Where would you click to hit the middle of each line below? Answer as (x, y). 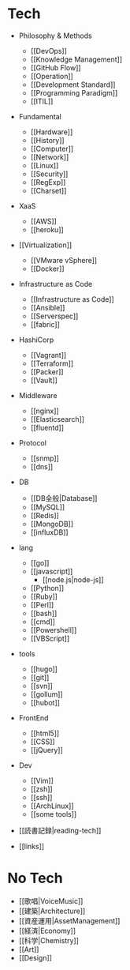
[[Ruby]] (44, 596)
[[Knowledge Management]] (76, 59)
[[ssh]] (41, 797)
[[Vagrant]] (48, 355)
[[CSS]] (43, 741)
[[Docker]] (47, 269)
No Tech (35, 878)
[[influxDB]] (49, 532)
